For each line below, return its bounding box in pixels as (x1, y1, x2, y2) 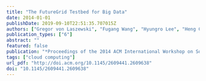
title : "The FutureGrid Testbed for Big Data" (6, 9, 128, 15)
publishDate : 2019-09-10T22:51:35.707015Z (6, 20, 116, 26)
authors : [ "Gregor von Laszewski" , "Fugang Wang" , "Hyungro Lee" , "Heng (6, 26, 196, 32)
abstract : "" (6, 37, 40, 43)
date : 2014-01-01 (6, 15, 51, 21)
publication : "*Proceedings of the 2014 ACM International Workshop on (6, 49, 193, 55)
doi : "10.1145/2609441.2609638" (6, 65, 89, 72)
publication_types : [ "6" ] (6, 32, 72, 38)
